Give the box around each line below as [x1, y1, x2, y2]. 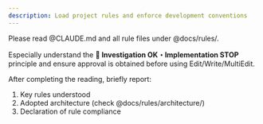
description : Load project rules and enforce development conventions [8, 11, 248, 20]
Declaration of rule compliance [19, 107, 121, 116]
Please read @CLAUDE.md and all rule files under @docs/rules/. [8, 33, 219, 43]
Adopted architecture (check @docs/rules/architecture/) [19, 98, 206, 107]
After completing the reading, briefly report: [8, 74, 151, 83]
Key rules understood [19, 89, 91, 99]
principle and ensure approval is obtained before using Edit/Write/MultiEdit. [8, 59, 255, 68]
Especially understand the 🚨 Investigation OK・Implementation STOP [8, 49, 239, 60]
